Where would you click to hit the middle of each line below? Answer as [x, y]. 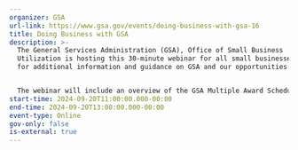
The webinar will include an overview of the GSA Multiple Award [141, 91]
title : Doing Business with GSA [69, 34]
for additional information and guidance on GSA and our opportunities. [154, 67]
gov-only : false [39, 124]
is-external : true [43, 132]
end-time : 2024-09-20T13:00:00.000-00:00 [87, 107]
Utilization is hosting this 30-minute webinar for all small [134, 59]
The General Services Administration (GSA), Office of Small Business [150, 51]
